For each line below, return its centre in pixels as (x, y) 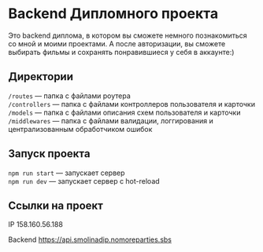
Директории (41, 77)
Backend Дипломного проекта (113, 14)
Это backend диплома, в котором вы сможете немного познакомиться (128, 35)
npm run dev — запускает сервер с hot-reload (84, 181)
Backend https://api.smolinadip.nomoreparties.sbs (90, 239)
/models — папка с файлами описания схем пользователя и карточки (124, 112)
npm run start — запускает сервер (67, 173)
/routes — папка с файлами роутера (70, 96)
